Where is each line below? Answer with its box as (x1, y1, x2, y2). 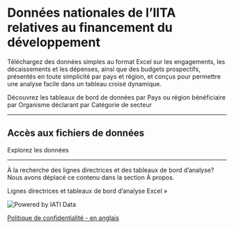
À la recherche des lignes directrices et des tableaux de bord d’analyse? (7, 166, 214, 174)
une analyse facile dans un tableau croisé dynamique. (7, 79, 162, 88)
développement (7, 35, 101, 50)
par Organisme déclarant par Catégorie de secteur (7, 100, 153, 109)
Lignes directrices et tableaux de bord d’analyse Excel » (7, 187, 168, 195)
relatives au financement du (7, 19, 173, 35)
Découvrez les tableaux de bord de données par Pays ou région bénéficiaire (7, 93, 226, 102)
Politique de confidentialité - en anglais (7, 214, 120, 222)
